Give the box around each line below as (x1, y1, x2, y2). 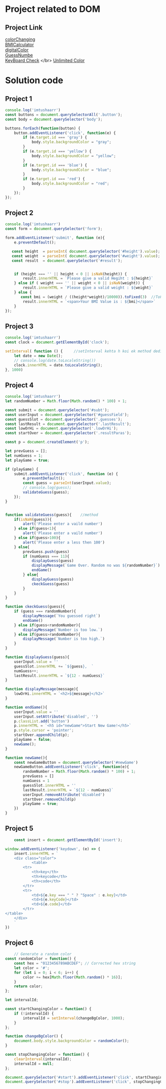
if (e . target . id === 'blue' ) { (23, 163, 87, 168)
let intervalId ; (5, 998, 39, 1003)
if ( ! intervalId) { (14, 1011, 54, 1016)
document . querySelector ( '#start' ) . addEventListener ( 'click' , (5, 1075, 134, 1080)
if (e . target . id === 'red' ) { (23, 177, 85, 181)
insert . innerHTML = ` (14, 851, 58, 856)
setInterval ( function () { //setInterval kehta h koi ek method (5, 349, 152, 354)
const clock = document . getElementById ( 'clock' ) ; (5, 340, 110, 345)
